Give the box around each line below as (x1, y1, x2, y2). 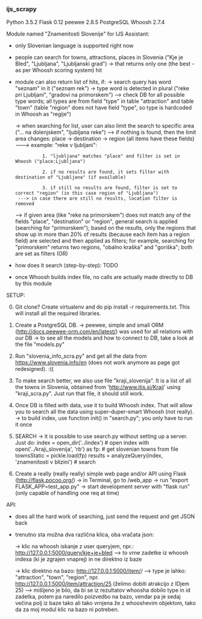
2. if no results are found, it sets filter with (42, 169, 169, 175)
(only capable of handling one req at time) (14, 490, 119, 497)
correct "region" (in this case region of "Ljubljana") (14, 190, 159, 197)
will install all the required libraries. (14, 310, 101, 317)
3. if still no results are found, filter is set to (42, 185, 178, 191)
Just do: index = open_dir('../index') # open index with (14, 439, 150, 447)
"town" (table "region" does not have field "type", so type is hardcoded (14, 104, 192, 111)
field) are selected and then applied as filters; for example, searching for (14, 237, 195, 244)
